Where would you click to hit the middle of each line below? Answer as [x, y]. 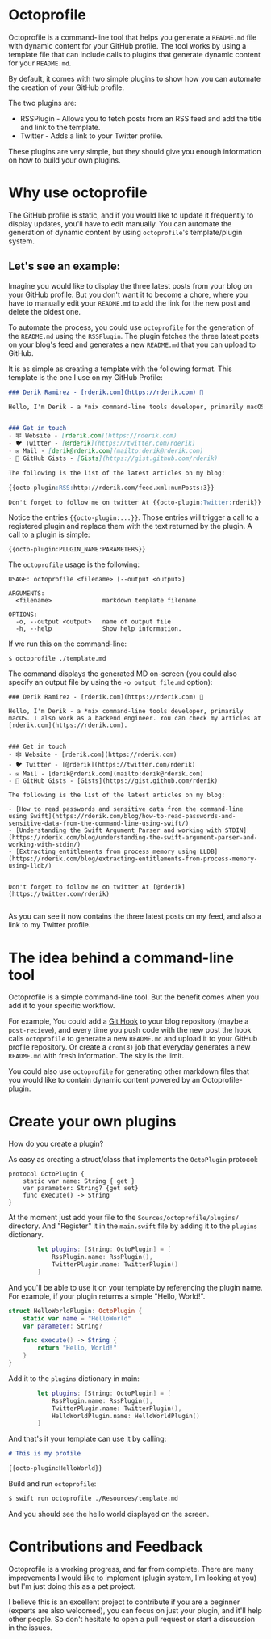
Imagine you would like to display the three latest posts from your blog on [130, 285]
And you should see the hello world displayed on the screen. [109, 1514]
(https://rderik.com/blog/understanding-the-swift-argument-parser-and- [133, 838]
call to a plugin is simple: [49, 534]
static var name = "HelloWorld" [77, 1318]
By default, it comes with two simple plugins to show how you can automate [134, 78]
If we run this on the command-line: [68, 644]
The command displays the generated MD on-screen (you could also [123, 674]
